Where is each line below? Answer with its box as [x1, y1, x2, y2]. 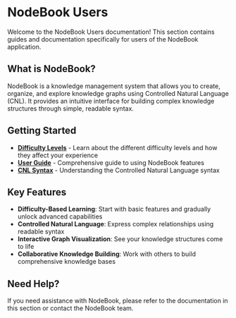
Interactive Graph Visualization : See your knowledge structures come [17, 235, 223, 243]
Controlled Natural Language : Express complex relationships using [17, 220, 214, 228]
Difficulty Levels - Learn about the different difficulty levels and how [17, 143, 218, 152]
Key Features [7, 186, 67, 198]
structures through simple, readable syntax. [7, 104, 134, 113]
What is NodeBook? [7, 63, 97, 75]
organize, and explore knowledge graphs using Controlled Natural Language [7, 89, 229, 97]
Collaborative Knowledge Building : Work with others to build [17, 250, 196, 258]
